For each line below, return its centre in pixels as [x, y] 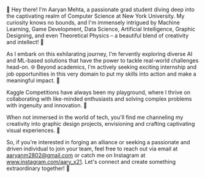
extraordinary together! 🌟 [38, 168]
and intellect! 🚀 [25, 42]
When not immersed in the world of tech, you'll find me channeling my [95, 117]
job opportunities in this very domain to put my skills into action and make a [102, 74]
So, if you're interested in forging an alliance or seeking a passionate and [98, 142]
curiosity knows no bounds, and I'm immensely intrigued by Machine [93, 22]
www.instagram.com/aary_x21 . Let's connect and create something [91, 162]
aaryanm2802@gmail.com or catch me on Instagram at [76, 155]
